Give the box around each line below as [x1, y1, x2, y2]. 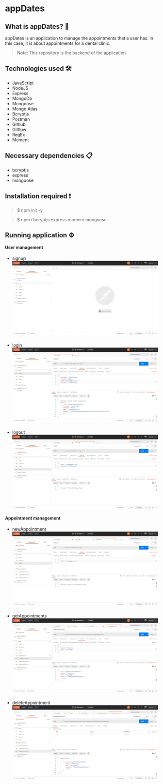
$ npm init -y [16, 208, 43, 213]
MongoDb [12, 96, 33, 101]
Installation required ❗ [5, 192, 71, 200]
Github [12, 121, 26, 127]
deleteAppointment [12, 700, 50, 706]
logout [12, 429, 25, 435]
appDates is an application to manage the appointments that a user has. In [5, 35, 154, 41]
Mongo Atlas [12, 106, 38, 112]
